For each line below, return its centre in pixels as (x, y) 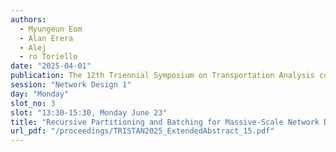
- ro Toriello (48, 57)
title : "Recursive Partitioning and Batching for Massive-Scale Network (165, 122)
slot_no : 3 (33, 103)
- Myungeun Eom (51, 29)
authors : (28, 19)
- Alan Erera (46, 38)
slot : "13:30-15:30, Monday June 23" (89, 112)
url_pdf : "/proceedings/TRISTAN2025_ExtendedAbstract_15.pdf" (142, 131)
